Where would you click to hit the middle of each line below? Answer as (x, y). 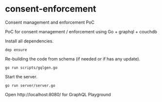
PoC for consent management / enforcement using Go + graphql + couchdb (81, 31)
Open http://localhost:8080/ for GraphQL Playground (58, 94)
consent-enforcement (51, 9)
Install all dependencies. (29, 41)
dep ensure (16, 50)
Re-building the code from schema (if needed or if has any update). (73, 58)
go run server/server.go (30, 86)
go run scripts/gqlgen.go (31, 68)
